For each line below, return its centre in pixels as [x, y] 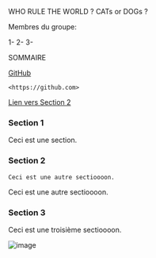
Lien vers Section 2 [40, 102]
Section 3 [27, 212]
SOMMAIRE [27, 58]
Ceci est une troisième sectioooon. [65, 229]
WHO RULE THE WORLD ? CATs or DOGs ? [78, 12]
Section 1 [26, 122]
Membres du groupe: [43, 27]
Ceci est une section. [43, 140]
